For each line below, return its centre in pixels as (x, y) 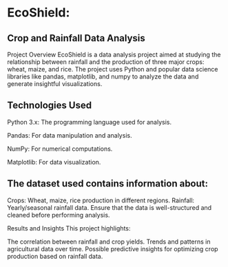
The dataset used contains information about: (108, 184)
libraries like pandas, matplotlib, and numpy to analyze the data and (103, 76)
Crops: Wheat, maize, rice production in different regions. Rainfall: (101, 200)
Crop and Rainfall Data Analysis (76, 38)
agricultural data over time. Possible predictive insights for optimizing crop (113, 248)
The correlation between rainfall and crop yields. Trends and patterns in (109, 242)
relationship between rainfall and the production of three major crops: (106, 62)
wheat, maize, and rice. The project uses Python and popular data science (113, 69)
